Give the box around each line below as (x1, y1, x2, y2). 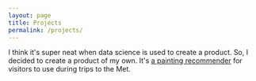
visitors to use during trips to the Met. (8, 64, 131, 74)
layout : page (8, 11, 52, 20)
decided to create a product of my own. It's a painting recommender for (8, 56, 243, 65)
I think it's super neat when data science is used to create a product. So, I (8, 48, 249, 57)
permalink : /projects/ (8, 26, 83, 34)
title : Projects (8, 19, 62, 27)
